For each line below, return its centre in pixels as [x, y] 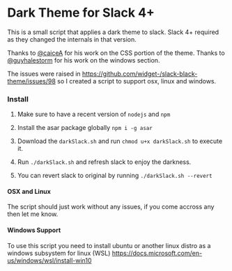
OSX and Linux [29, 191]
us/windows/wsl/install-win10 [49, 260]
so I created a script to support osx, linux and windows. [137, 81]
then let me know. [33, 214]
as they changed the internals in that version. [72, 39]
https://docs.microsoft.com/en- [157, 253]
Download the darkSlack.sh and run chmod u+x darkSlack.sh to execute [120, 141]
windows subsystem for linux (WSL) [59, 253]
